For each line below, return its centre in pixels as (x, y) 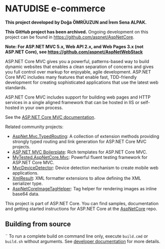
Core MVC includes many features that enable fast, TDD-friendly (71, 77)
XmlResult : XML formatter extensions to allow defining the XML (77, 178)
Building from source (38, 224)
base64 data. (26, 194)
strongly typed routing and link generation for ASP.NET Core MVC (79, 142)
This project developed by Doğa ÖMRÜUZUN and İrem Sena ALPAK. (76, 22)
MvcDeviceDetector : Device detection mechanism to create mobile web (85, 168)
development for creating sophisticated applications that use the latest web (82, 82)
